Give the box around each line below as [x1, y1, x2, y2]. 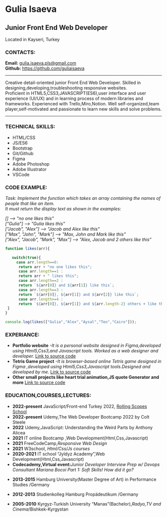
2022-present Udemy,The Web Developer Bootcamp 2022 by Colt [12, 414, 150, 420]
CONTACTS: [5, 49, 36, 56]
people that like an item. [5, 200, 55, 206]
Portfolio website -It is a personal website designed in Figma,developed [12, 343, 161, 348]
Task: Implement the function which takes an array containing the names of [5, 195, 161, 201]
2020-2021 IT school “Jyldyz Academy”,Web [12, 451, 105, 457]
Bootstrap [12, 145, 33, 151]
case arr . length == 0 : [16, 259, 59, 264]
